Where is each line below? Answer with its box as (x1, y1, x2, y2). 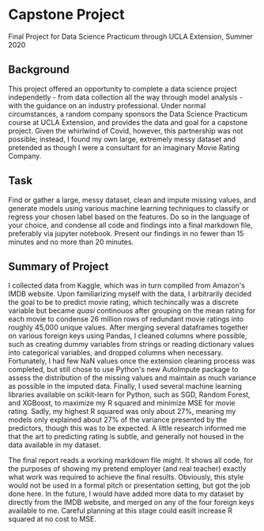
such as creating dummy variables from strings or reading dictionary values (8, 340, 255, 349)
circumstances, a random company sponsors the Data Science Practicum (8, 109, 247, 119)
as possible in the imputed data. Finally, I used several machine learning (8, 382, 243, 391)
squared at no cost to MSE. (8, 514, 96, 524)
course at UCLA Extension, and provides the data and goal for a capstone (8, 117, 248, 127)
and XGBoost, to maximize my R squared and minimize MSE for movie (8, 398, 236, 408)
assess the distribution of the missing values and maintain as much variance (8, 373, 257, 382)
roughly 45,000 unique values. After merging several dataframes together (8, 322, 249, 333)
